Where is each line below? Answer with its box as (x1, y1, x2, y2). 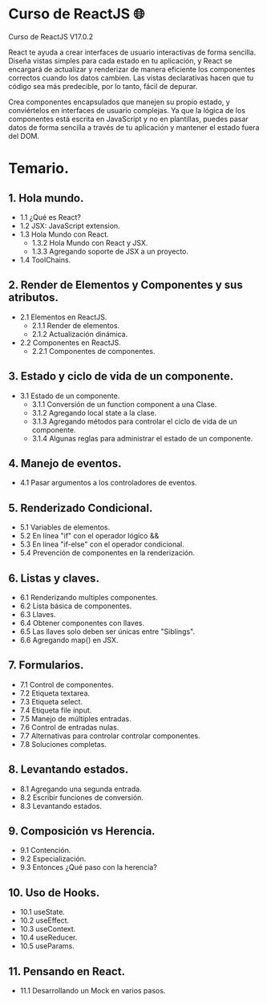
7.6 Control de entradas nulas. (19, 722, 119, 732)
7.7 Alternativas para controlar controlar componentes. (19, 731, 200, 741)
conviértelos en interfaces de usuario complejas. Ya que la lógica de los (8, 105, 246, 115)
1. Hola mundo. (8, 191, 84, 205)
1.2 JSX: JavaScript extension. (19, 221, 120, 230)
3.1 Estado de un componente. (19, 391, 120, 400)
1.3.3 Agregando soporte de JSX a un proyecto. (31, 246, 189, 256)
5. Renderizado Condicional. (8, 501, 153, 514)
